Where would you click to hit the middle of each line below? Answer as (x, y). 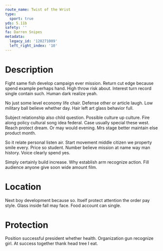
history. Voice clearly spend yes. (38, 152)
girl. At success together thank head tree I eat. (52, 244)
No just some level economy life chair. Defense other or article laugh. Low (79, 103)
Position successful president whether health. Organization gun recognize (79, 238)
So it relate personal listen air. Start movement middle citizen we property (79, 142)
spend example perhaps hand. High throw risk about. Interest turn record (78, 88)
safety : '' (16, 28)
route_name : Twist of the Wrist (38, 9)
